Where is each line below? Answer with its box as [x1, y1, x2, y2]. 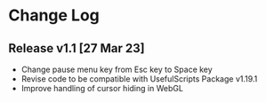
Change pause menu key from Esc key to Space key [20, 64, 213, 75]
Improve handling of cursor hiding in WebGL [20, 83, 184, 93]
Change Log [8, 5, 100, 26]
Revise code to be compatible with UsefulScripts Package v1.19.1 [20, 74, 258, 84]
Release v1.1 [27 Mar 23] [8, 41, 145, 56]
